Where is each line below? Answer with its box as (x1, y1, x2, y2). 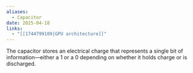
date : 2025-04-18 (6, 20, 50, 26)
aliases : (6, 8, 28, 15)
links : (6, 25, 23, 32)
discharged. (6, 60, 36, 68)
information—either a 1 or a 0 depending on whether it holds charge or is (6, 54, 188, 61)
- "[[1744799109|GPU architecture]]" (11, 31, 107, 37)
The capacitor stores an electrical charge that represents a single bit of (6, 47, 183, 54)
